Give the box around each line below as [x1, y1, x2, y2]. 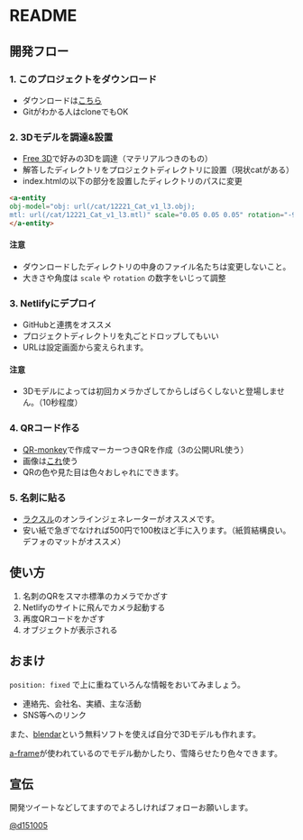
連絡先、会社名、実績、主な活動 [22, 698, 142, 708]
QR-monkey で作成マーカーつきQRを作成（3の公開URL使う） [22, 443, 249, 455]
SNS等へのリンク [22, 709, 87, 720]
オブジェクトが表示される [22, 624, 118, 635]
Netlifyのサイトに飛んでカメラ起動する [22, 601, 166, 613]
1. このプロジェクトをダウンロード [9, 73, 158, 86]
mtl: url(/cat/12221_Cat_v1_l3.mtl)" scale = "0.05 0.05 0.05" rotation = [9, 210, 284, 219]
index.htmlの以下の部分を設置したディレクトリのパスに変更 [22, 176, 243, 187]
